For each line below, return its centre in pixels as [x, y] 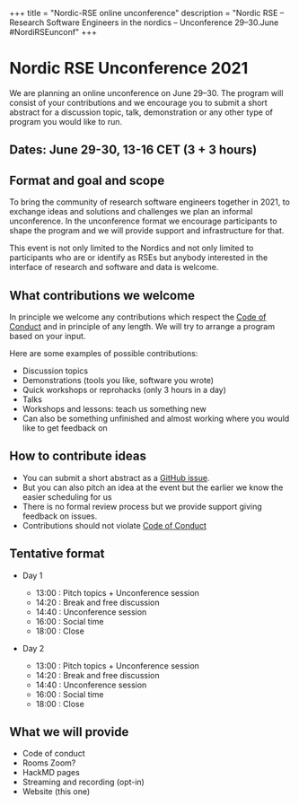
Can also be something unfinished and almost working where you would [156, 418]
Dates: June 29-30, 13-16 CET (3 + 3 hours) [133, 150]
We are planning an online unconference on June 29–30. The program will [146, 92]
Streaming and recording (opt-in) [84, 782]
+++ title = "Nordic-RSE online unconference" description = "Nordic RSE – [147, 13]
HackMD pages [51, 773]
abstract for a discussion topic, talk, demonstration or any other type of [141, 112]
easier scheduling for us [67, 496]
